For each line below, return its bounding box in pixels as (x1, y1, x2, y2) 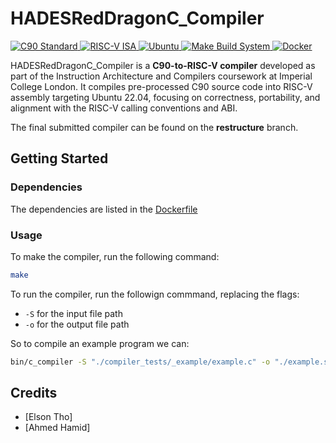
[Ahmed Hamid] (24, 422, 91, 434)
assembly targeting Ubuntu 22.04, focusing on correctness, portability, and (10, 91, 321, 103)
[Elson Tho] (24, 411, 73, 423)
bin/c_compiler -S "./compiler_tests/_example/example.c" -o (10, 357, 271, 367)
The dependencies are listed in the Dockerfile (10, 203, 198, 215)
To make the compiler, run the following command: (10, 250, 220, 262)
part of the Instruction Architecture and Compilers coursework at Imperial (10, 70, 313, 82)
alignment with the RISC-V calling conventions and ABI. (10, 102, 238, 114)
